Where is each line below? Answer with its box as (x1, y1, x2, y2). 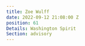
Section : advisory (6, 31, 52, 37)
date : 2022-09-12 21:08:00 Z (6, 14, 79, 20)
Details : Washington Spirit (6, 25, 77, 32)
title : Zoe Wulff (6, 8, 50, 15)
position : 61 (6, 20, 39, 26)
